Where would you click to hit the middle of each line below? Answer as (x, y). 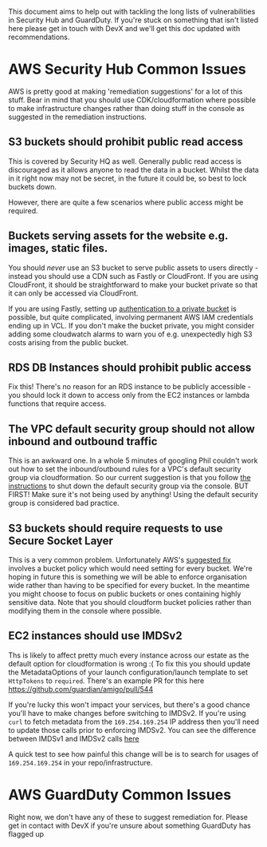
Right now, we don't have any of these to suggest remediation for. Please (128, 817)
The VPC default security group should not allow (132, 429)
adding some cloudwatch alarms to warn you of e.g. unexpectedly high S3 (130, 334)
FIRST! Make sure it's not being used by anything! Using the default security (133, 495)
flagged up (26, 833)
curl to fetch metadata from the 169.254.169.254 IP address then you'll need (134, 722)
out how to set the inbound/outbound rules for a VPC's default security (125, 469)
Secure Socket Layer (61, 541)
